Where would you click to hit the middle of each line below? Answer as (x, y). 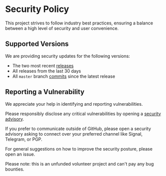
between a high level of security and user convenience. (62, 28)
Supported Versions (37, 44)
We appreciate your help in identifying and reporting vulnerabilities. (74, 104)
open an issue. (20, 154)
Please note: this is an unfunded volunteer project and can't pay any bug (80, 164)
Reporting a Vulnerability (45, 92)
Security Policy (37, 9)
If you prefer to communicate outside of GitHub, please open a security (78, 129)
